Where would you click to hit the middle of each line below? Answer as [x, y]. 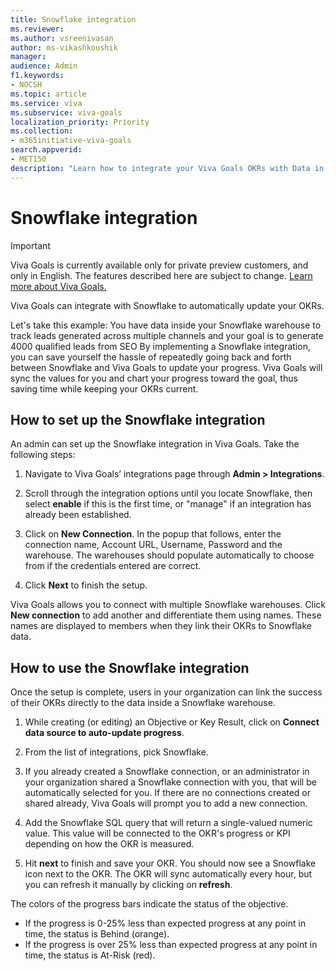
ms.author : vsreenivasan [62, 38]
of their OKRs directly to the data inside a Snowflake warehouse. [143, 703]
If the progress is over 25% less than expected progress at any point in [171, 945]
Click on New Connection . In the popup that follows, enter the [153, 534]
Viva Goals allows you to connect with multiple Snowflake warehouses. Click [168, 605]
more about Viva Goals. [58, 286]
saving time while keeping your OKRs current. [104, 388]
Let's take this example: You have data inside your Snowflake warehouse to [166, 325]
